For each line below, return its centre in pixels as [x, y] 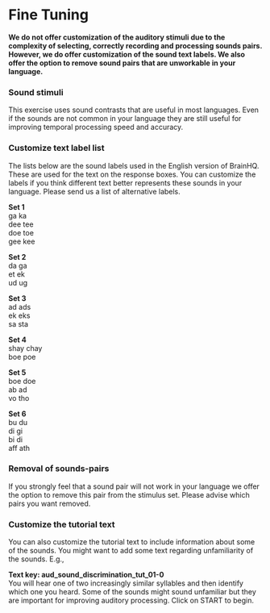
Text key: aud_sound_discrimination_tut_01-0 [86, 575]
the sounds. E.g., [36, 559]
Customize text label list [56, 148]
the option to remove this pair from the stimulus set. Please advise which [129, 494]
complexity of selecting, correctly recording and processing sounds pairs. [135, 45]
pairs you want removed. [50, 503]
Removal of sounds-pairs [59, 469]
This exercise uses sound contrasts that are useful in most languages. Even [134, 110]
